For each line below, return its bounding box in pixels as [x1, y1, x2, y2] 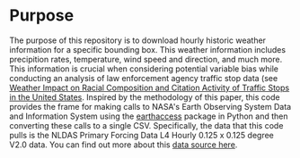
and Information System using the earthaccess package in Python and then [9, 111, 288, 121]
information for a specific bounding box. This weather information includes [9, 44, 286, 54]
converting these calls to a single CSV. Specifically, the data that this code [9, 120, 284, 130]
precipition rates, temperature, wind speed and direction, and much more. [9, 54, 283, 64]
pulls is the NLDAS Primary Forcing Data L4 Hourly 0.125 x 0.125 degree [9, 129, 274, 140]
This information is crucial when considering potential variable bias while [9, 63, 278, 74]
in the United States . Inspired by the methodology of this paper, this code [9, 91, 280, 103]
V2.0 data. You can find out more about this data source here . [9, 139, 238, 150]
